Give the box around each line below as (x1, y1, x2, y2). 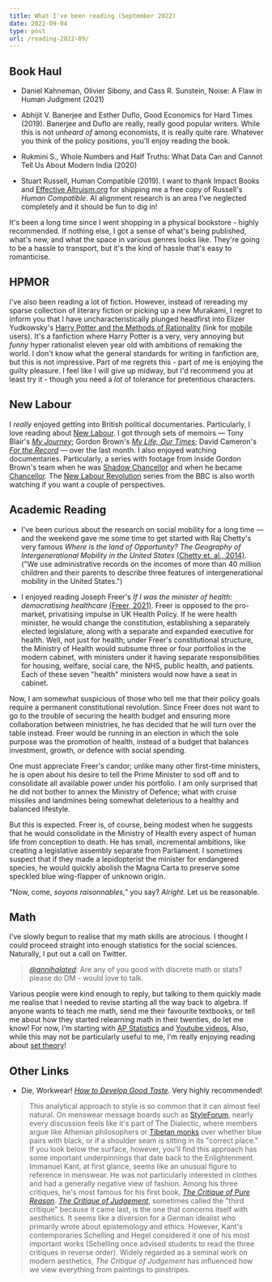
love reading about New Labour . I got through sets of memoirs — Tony (9, 428, 244, 437)
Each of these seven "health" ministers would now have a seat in (20, 669, 238, 679)
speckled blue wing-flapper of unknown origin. (9, 871, 166, 881)
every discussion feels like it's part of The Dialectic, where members (28, 1118, 258, 1128)
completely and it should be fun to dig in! (20, 202, 158, 211)
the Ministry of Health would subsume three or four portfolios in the (20, 643, 246, 653)
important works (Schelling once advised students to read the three (28, 1239, 255, 1249)
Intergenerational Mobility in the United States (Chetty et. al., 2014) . (20, 550, 247, 560)
